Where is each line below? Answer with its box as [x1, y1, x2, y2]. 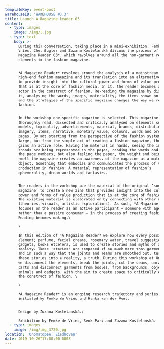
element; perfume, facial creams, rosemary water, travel [18, 237, 139, 243]
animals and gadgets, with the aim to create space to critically [18, 269, 156, 274]
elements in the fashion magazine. [18, 57, 91, 62]
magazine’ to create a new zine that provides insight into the [18, 188, 152, 193]
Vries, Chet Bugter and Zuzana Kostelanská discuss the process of [18, 48, 159, 53]
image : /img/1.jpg [14, 30, 51, 35]
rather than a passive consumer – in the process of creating [18, 211, 147, 216]
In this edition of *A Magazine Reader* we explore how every [18, 233, 147, 238]
